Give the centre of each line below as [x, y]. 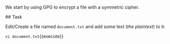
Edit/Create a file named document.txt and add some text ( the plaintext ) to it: [85, 26]
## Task [14, 17]
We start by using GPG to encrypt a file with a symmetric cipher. [72, 7]
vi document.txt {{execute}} [35, 36]
